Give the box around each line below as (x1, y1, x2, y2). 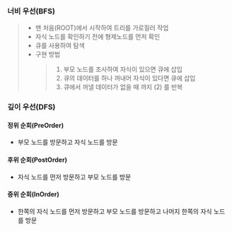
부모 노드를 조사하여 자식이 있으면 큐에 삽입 (63, 65, 182, 73)
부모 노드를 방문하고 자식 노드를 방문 (17, 138, 118, 146)
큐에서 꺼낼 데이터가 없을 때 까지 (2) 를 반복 (63, 83, 183, 91)
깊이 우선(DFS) (7, 102, 56, 112)
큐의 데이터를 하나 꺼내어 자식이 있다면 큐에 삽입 (63, 74, 196, 83)
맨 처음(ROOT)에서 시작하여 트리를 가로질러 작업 (35, 23, 169, 32)
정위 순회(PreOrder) (7, 121, 64, 129)
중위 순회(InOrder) (7, 190, 60, 199)
